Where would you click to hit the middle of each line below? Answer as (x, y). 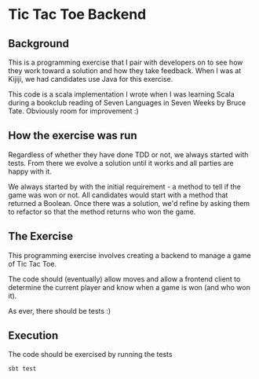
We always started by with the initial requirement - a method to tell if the (125, 186)
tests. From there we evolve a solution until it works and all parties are (121, 163)
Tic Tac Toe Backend (77, 15)
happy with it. (30, 171)
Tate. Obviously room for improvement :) (73, 111)
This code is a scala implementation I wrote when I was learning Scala (122, 94)
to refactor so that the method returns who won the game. (102, 212)
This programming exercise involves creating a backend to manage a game (129, 255)
